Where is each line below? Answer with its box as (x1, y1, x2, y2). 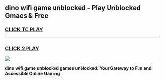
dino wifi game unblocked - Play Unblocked (5, 4, 141, 12)
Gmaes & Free (5, 12, 49, 20)
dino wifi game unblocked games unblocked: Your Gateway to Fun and (5, 65, 152, 71)
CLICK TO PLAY (5, 27, 43, 33)
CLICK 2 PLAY (5, 45, 39, 52)
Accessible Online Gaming (5, 70, 60, 76)
